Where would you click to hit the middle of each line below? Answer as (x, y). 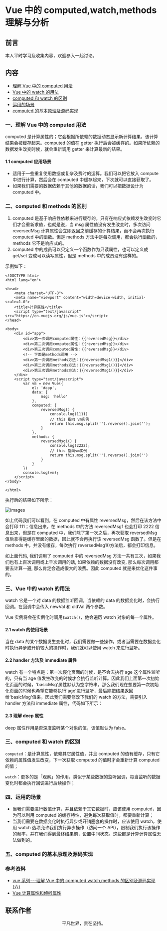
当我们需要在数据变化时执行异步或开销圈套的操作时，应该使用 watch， (85, 821)
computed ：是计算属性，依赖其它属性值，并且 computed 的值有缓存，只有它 (83, 753)
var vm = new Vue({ (43, 383)
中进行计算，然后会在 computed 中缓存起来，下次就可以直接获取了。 (83, 180)
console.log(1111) (69, 414)
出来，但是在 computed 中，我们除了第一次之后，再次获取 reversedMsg (83, 533)
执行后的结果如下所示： (29, 500)
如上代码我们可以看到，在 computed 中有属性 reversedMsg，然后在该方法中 (83, 520)
